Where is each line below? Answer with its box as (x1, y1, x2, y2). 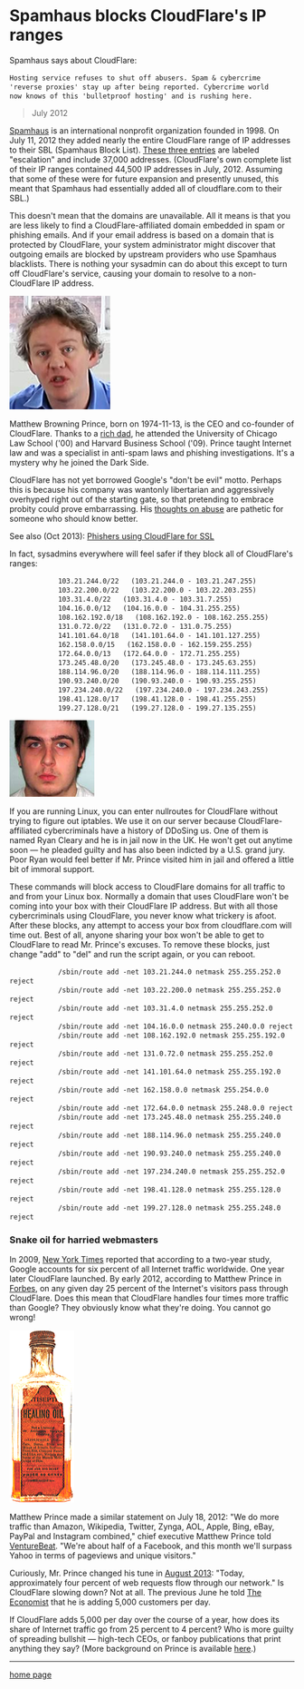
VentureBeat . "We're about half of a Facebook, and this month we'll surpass (9, 1540, 292, 1552)
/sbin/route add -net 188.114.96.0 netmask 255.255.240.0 (57, 1131, 281, 1140)
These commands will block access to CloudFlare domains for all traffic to (9, 881, 286, 892)
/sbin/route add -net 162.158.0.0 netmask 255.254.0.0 (57, 1085, 270, 1095)
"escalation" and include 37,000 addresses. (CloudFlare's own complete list (9, 153, 292, 164)
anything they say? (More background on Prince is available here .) (9, 1644, 257, 1655)
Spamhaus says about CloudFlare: (9, 54, 138, 65)
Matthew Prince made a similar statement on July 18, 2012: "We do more (9, 1512, 280, 1523)
